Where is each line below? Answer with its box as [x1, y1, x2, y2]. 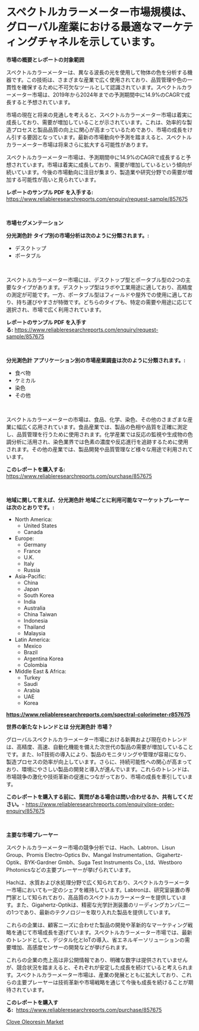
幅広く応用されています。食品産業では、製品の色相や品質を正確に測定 [16, 423, 188, 430]
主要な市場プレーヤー [6, 831, 58, 838]
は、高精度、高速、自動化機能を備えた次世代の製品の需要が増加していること [6, 743, 194, 750]
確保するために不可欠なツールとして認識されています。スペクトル [21, 83, 182, 91]
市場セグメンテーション [6, 219, 64, 226]
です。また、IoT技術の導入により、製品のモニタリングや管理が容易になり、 [6, 750, 190, 757]
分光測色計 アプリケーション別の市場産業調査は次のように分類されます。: [6, 356, 186, 364]
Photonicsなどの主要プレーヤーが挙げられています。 [6, 866, 134, 873]
